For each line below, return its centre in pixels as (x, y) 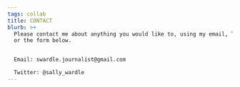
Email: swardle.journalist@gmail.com (70, 60)
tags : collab (27, 14)
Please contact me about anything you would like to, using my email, (121, 34)
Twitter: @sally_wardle (49, 73)
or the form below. (43, 41)
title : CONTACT (30, 21)
